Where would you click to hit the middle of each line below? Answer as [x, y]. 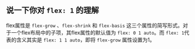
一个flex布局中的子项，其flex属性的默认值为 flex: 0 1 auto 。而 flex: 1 [97, 32]
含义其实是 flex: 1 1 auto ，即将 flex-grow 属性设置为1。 [85, 40]
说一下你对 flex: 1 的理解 [53, 10]
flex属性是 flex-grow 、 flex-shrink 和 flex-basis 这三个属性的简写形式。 [95, 25]
